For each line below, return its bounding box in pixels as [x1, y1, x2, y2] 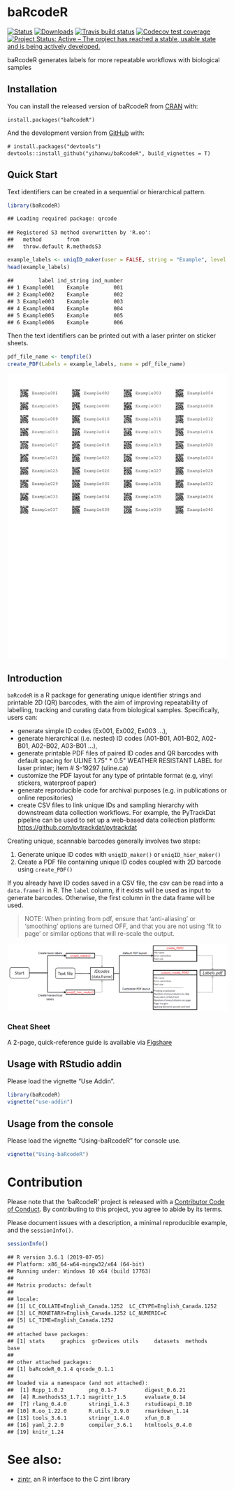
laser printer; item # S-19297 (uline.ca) [17, 764, 129, 772]
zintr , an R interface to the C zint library [17, 1475, 131, 1483]
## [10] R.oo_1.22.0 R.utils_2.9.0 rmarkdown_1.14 [7, 1408, 189, 1415]
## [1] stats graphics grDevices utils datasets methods [7, 1338, 208, 1345]
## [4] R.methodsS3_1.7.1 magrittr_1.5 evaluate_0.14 [7, 1394, 187, 1401]
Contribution [7, 1175, 83, 1190]
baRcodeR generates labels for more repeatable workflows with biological [7, 55, 220, 64]
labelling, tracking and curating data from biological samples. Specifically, [7, 706, 220, 714]
